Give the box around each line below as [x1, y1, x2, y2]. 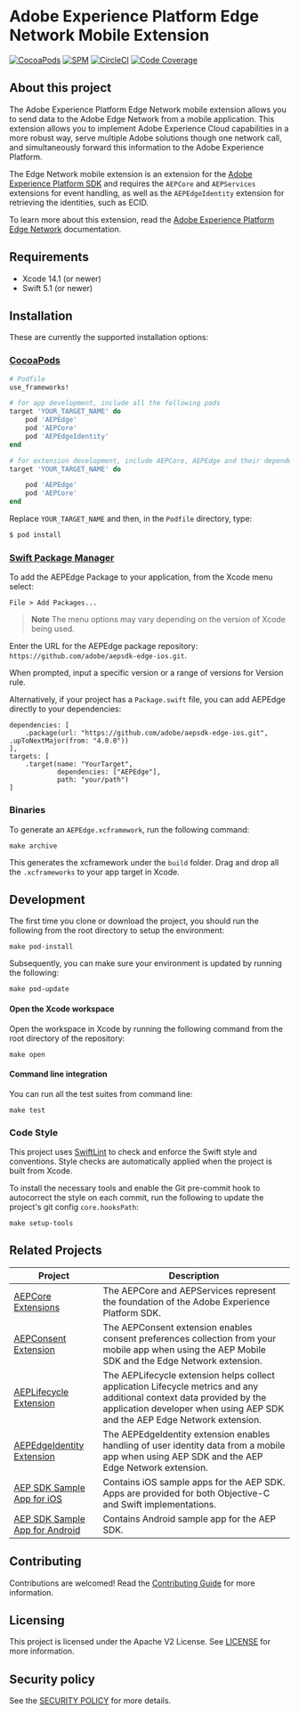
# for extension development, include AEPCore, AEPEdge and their [9, 456, 261, 465]
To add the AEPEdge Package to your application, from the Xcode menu [9, 572, 273, 582]
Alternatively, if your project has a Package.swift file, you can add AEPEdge [9, 695, 287, 705]
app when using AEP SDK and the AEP [102, 1450, 263, 1462]
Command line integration [9, 1068, 108, 1079]
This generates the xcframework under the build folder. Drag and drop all [9, 857, 279, 867]
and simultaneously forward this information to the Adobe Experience [9, 142, 264, 152]
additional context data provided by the [102, 1391, 267, 1403]
